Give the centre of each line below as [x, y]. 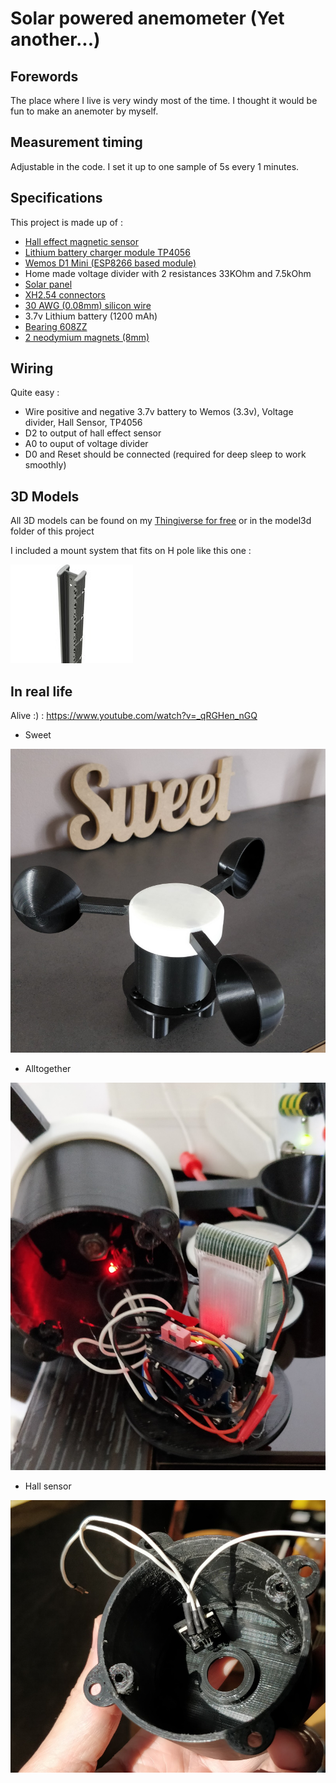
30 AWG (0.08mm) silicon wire [88, 305]
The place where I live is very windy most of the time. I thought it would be [164, 100]
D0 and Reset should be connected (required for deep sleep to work [165, 454]
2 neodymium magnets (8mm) [87, 337]
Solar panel [48, 284]
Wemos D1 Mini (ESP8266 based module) [110, 263]
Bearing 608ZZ [56, 326]
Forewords [44, 76]
